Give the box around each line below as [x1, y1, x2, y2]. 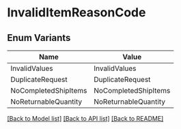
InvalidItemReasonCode [7, 5, 146, 20]
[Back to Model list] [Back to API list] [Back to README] [7, 115, 164, 122]
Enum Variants [7, 32, 71, 44]
